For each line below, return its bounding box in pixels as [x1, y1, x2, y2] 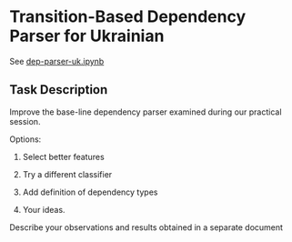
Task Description [9, 82, 108, 97]
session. [9, 116, 41, 126]
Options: [9, 134, 42, 145]
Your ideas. [22, 204, 65, 215]
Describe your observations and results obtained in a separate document [9, 221, 284, 233]
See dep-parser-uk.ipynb [9, 55, 105, 66]
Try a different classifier [22, 168, 113, 179]
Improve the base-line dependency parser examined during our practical [9, 106, 282, 117]
